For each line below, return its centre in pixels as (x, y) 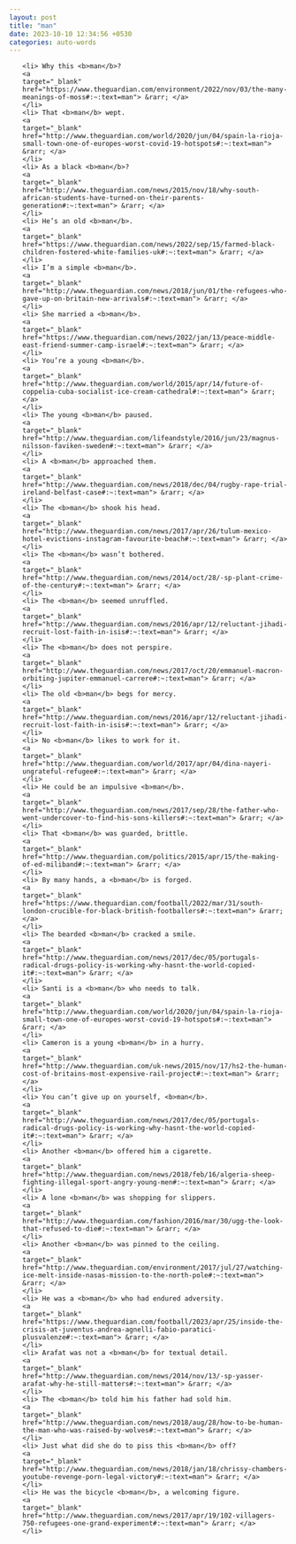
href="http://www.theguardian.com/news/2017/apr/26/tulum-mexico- (147, 531)
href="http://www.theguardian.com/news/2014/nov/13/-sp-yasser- (143, 1377)
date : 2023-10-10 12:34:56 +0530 (71, 34)
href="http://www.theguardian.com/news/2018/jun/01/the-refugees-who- (155, 291)
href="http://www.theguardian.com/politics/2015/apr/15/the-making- (151, 857)
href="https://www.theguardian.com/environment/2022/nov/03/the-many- (155, 89)
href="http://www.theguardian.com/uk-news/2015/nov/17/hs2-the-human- (155, 1067)
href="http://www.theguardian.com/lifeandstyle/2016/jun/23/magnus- (151, 438)
